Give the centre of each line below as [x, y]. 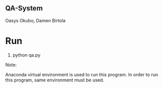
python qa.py [26, 55]
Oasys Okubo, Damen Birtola [36, 20]
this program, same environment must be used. [55, 80]
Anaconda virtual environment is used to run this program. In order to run [82, 74]
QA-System [24, 8]
